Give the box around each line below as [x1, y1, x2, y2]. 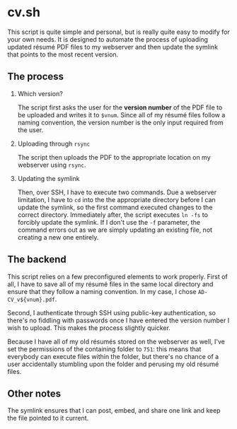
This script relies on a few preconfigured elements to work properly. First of [7, 272, 228, 281]
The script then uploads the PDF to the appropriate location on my [17, 153, 211, 161]
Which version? [17, 89, 64, 98]
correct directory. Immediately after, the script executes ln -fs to [17, 210, 209, 219]
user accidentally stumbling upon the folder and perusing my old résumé [7, 360, 219, 368]
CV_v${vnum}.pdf [7, 296, 55, 303]
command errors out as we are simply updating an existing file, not [17, 225, 213, 234]
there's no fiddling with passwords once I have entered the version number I [7, 316, 230, 324]
